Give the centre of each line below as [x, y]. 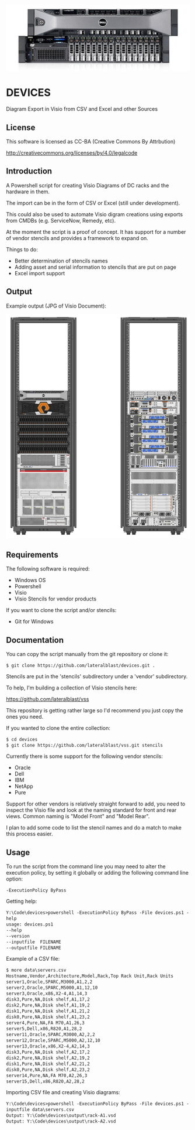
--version [18, 936]
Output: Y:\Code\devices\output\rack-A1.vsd [61, 1115]
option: [15, 879]
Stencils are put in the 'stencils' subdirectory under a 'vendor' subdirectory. [97, 677]
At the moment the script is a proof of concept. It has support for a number [96, 232]
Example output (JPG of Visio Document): [56, 306]
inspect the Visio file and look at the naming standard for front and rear [91, 810]
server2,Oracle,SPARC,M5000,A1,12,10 [52, 988]
